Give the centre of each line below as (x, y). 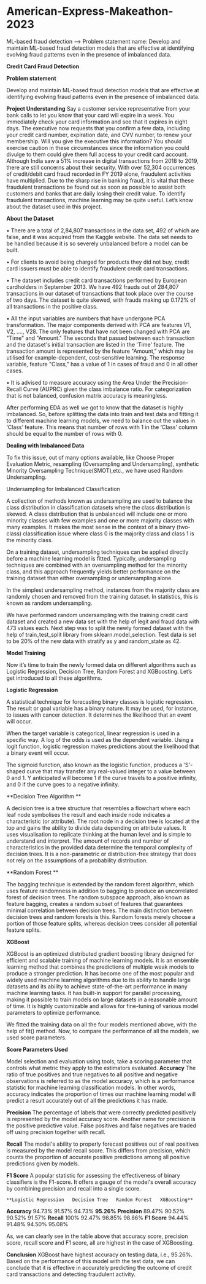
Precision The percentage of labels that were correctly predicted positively (101, 1112)
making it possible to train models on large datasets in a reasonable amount (102, 999)
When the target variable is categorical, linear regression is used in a (93, 733)
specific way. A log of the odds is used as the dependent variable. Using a (100, 739)
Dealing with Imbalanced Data (45, 445)
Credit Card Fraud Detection (43, 66)
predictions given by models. (43, 1164)
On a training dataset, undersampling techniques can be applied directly (97, 552)
